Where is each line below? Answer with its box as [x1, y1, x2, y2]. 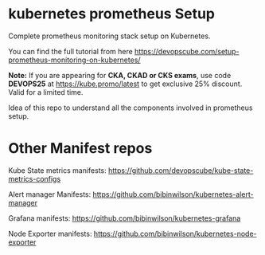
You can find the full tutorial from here [8, 46, 133, 56]
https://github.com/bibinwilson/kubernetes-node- [93, 229, 257, 238]
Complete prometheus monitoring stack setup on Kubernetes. [8, 31, 211, 41]
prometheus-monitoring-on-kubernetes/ [8, 55, 141, 65]
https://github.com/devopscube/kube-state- [107, 165, 254, 175]
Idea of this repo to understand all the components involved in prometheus [8, 103, 253, 112]
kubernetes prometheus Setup [8, 5, 215, 23]
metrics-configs [8, 174, 61, 183]
